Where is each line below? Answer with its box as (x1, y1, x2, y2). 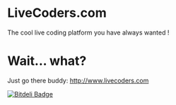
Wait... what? (7, 53, 87, 69)
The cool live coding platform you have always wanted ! (7, 28, 170, 37)
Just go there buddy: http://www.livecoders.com (7, 76, 149, 85)
